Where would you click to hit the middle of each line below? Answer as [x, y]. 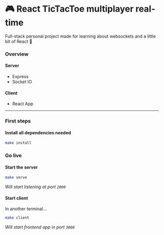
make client [17, 218]
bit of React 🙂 [19, 41]
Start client [17, 198]
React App [23, 104]
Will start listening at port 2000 [35, 187]
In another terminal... [26, 209]
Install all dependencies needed [38, 132]
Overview [17, 54]
